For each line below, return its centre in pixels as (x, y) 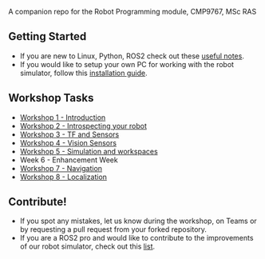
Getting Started (47, 36)
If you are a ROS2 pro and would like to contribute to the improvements (136, 238)
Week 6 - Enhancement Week (69, 160)
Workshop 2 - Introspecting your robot (83, 126)
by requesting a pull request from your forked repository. (113, 229)
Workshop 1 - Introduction (63, 117)
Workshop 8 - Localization (63, 177)
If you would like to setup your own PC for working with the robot (127, 64)
